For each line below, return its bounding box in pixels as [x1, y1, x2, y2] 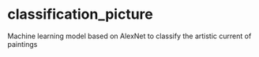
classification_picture [7, 5, 153, 23]
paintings [7, 39, 38, 48]
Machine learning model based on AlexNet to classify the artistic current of [7, 31, 252, 41]
